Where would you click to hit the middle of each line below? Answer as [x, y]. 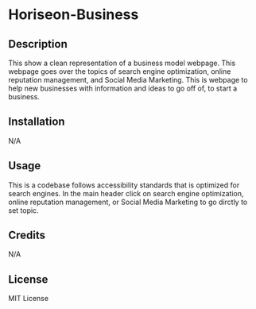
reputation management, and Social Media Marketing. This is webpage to [128, 80]
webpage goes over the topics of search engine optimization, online [120, 71]
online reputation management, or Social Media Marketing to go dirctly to [128, 202]
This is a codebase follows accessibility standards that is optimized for [124, 185]
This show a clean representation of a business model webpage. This [122, 63]
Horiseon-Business [74, 15]
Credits [27, 236]
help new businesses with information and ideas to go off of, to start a [123, 88]
